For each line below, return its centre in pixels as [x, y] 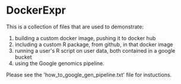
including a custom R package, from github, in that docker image [94, 44]
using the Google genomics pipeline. [60, 63]
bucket [23, 57]
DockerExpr [36, 10]
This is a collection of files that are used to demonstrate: [75, 27]
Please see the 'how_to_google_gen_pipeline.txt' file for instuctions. [89, 75]
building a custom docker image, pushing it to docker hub [85, 38]
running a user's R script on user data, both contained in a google [95, 50]
